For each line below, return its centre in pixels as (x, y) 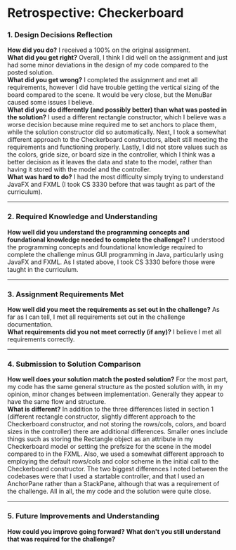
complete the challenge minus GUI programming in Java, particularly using (115, 254)
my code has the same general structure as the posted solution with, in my (115, 387)
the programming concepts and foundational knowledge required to (105, 247)
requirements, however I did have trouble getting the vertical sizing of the (113, 87)
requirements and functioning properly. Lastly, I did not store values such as (117, 147)
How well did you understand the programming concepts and (98, 232)
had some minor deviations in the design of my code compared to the (108, 65)
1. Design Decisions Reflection (60, 35)
